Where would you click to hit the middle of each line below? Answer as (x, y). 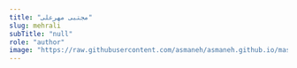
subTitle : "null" (41, 34)
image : (21, 50)
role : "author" (37, 42)
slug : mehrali (35, 26)
